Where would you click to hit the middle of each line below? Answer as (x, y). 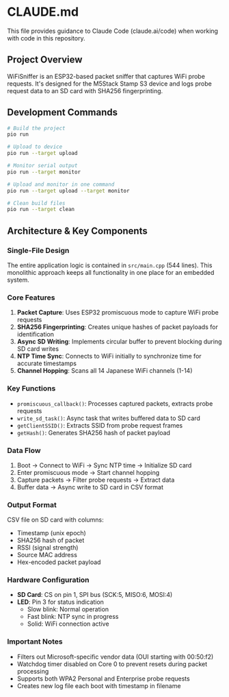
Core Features (31, 297)
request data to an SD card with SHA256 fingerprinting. (85, 90)
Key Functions (31, 389)
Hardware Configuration (49, 580)
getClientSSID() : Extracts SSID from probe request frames (100, 425)
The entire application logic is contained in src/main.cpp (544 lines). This (110, 265)
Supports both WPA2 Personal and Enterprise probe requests (103, 678)
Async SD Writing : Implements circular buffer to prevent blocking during (119, 342)
